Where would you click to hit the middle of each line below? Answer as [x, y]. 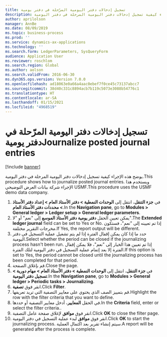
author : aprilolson [25, 19]
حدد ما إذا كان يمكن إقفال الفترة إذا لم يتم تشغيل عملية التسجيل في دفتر [79, 234]
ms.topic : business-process [34, 33]
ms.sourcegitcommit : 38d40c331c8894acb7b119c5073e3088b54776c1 [72, 88]
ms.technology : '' [24, 47]
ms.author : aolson [24, 70]
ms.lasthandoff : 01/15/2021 [34, 103]
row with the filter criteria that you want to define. [63, 297]
